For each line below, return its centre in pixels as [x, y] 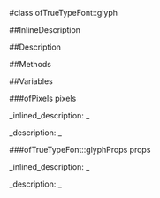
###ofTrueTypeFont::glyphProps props [80, 150]
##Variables [31, 81]
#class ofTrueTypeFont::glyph [63, 13]
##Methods [30, 64]
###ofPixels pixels [43, 98]
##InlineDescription [45, 30]
